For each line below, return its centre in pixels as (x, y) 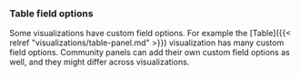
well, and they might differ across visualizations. (100, 62)
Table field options (51, 14)
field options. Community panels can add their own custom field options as (150, 52)
